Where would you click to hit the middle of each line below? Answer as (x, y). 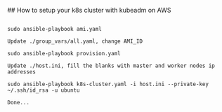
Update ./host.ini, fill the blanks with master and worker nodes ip (111, 66)
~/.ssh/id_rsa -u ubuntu (44, 90)
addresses (22, 72)
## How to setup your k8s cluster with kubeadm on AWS (89, 10)
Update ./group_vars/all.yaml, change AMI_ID (75, 41)
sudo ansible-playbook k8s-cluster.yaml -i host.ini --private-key (108, 84)
